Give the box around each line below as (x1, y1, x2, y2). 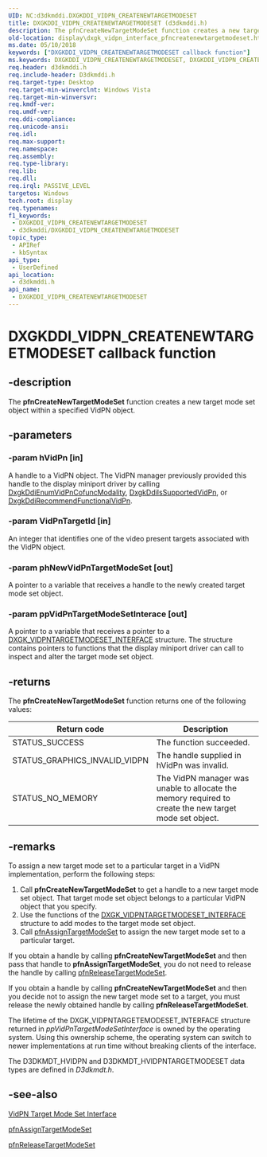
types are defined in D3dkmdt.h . (8, 1065, 114, 1075)
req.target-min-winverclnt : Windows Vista (8, 85, 151, 94)
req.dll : (8, 174, 37, 183)
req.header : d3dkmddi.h (8, 64, 87, 72)
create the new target (156, 803, 237, 814)
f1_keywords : (8, 212, 52, 220)
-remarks (8, 839, 56, 853)
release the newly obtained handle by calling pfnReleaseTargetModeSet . (8, 1000, 249, 1010)
